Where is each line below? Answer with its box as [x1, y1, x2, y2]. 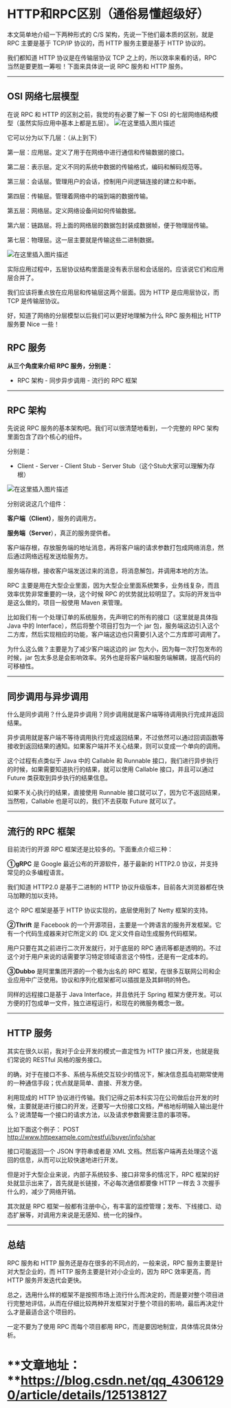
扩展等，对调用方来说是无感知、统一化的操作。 [12, 1211, 146, 1219]
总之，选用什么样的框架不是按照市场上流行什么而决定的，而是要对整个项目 [7, 1290, 218, 1299]
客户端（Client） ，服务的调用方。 [7, 514, 100, 522]
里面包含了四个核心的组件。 [7, 432, 86, 441]
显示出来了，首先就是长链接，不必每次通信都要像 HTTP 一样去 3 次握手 [19, 1178, 221, 1187]
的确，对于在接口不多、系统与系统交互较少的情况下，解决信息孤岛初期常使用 [7, 1070, 224, 1078]
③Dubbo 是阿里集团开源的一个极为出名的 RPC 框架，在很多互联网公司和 [7, 967, 215, 975]
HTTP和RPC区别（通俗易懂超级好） [7, 6, 210, 22]
